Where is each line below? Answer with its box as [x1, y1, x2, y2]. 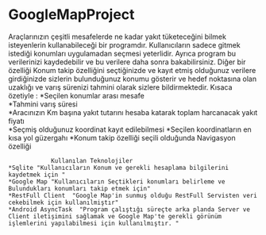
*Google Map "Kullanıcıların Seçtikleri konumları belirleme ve [8, 177, 226, 186]
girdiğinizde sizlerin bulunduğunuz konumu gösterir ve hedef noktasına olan [8, 74, 257, 83]
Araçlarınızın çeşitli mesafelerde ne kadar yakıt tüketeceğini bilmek [8, 32, 226, 41]
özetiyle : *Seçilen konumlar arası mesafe [8, 91, 145, 100]
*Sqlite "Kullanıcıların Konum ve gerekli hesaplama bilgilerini [8, 164, 229, 171]
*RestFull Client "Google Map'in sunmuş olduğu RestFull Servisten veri [8, 191, 258, 199]
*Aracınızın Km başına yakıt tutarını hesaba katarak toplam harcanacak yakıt [8, 107, 258, 117]
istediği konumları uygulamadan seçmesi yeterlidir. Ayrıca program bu [8, 48, 237, 58]
